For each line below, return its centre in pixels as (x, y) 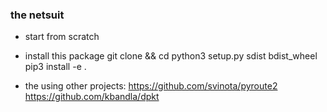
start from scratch (62, 37)
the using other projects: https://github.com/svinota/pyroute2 (151, 86)
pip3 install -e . (55, 67)
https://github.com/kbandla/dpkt (92, 97)
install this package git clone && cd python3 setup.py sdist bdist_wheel (171, 56)
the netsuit (37, 15)
